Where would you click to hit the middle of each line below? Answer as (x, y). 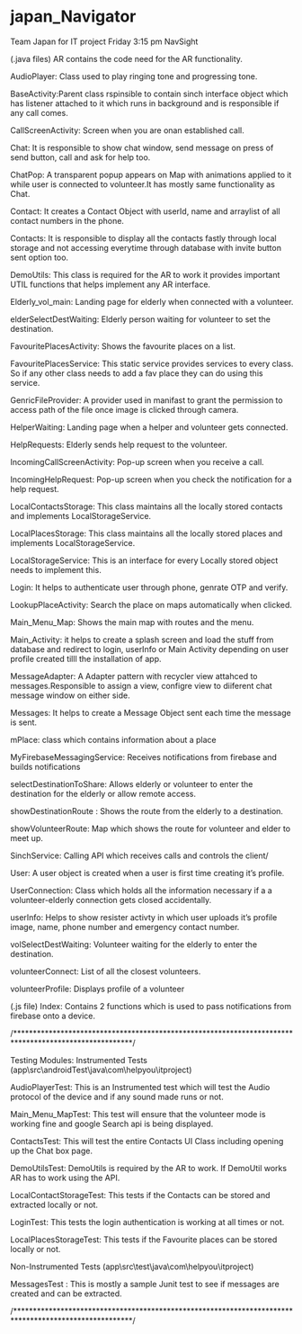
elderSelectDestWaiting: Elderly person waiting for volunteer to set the (140, 319)
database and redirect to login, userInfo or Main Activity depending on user (150, 649)
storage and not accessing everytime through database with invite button (146, 247)
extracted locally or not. (54, 1204)
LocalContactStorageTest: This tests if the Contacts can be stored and (140, 1195)
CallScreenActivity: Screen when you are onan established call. (128, 130)
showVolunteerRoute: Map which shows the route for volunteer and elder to (151, 828)
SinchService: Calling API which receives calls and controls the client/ (139, 855)
